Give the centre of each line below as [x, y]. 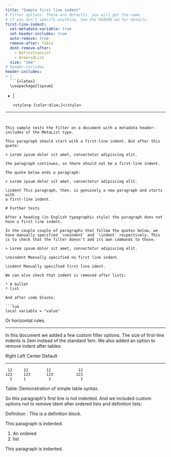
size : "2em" [23, 62]
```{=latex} [23, 81]
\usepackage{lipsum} [32, 86]
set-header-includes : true [38, 34]
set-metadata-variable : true [41, 29]
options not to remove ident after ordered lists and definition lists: [74, 403]
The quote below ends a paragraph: [43, 172]
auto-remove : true [30, 39]
